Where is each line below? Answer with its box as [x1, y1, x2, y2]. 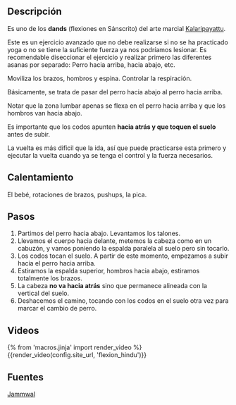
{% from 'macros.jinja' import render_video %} [7, 343, 142, 351]
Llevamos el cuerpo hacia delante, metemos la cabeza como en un [17, 237, 212, 245]
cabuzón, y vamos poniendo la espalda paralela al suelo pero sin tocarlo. [17, 244, 230, 253]
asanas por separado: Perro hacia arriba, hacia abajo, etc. [7, 60, 175, 69]
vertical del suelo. [17, 289, 70, 298]
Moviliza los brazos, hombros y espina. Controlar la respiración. [7, 74, 192, 82]
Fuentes [7, 371, 44, 383]
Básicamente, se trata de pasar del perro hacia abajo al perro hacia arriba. [7, 87, 223, 96]
